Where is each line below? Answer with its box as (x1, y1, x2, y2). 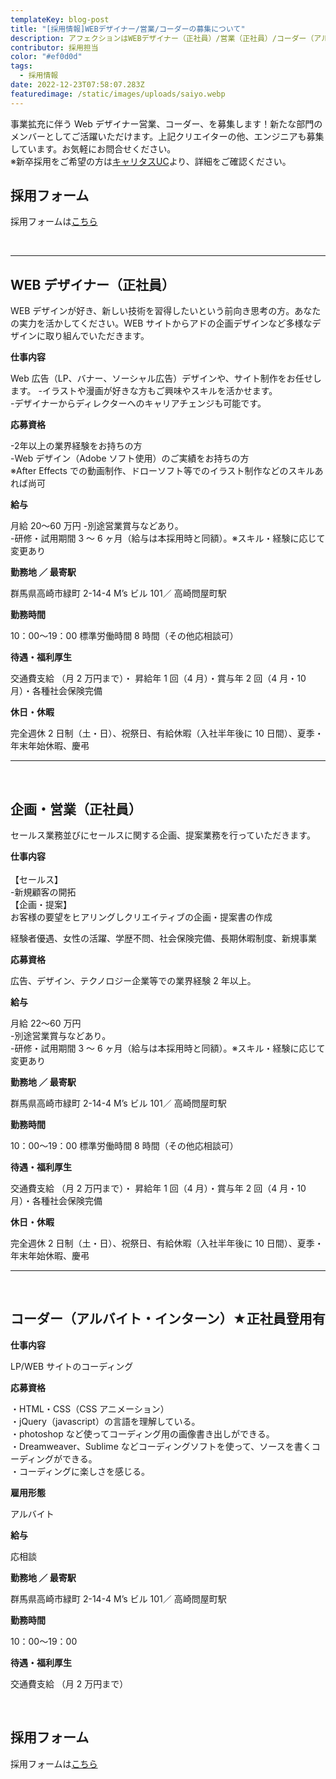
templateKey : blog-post (10, 14, 110, 25)
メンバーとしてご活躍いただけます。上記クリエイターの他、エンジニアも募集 (10, 130, 325, 142)
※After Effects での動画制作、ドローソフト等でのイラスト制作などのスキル (10, 465, 315, 477)
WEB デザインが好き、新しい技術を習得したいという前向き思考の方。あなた (10, 305, 322, 317)
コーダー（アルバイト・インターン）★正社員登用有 (10, 1311, 326, 1328)
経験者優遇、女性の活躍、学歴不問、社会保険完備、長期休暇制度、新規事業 (10, 932, 317, 945)
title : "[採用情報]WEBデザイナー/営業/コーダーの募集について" (10, 24, 246, 34)
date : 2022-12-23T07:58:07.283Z (10, 80, 145, 90)
